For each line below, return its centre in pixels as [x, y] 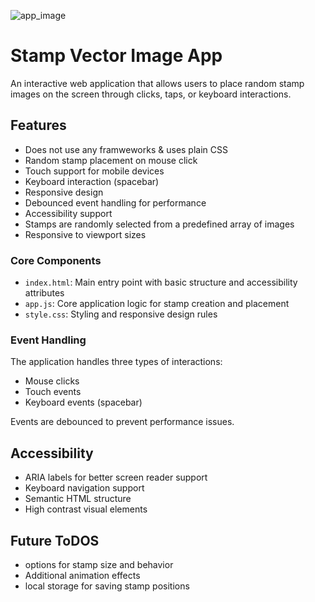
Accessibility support [68, 213]
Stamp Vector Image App [116, 56]
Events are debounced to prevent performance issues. [122, 422]
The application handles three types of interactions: [116, 362]
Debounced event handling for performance [115, 202]
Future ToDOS [55, 540]
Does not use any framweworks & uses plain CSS [126, 149]
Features [38, 125]
